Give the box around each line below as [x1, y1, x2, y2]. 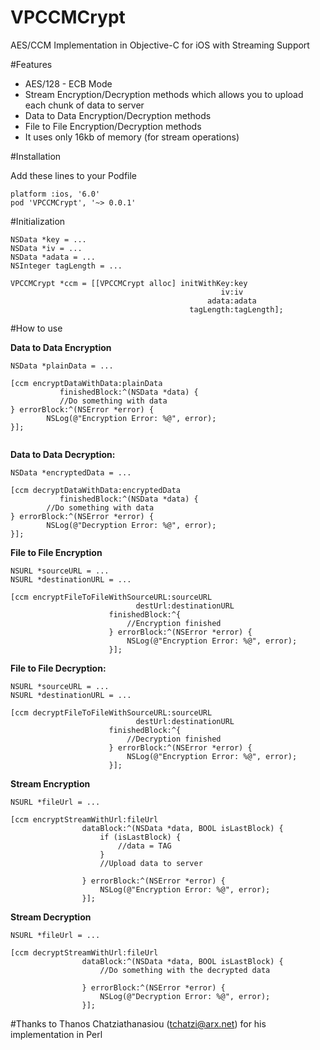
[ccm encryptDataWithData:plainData [10, 378, 163, 388]
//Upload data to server [99, 858, 203, 868]
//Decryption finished [126, 734, 222, 744]
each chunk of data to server [24, 99, 145, 111]
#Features [10, 58, 53, 70]
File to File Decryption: [10, 662, 107, 674]
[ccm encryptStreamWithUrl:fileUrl [10, 814, 159, 825]
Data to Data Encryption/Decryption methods [24, 109, 212, 121]
